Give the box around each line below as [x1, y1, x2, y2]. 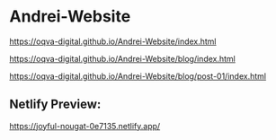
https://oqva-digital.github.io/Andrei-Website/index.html [9, 36, 218, 47]
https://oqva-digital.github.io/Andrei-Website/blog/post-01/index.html [9, 70, 267, 82]
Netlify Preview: [9, 97, 102, 112]
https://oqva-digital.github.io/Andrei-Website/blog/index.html [9, 53, 236, 64]
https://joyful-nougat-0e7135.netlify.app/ [9, 120, 161, 131]
